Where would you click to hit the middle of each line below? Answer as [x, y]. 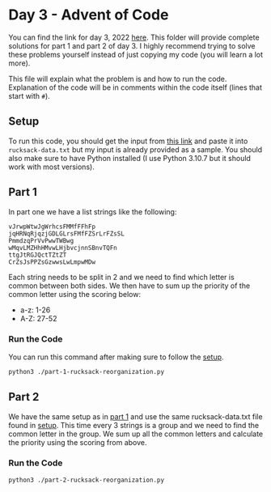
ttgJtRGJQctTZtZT [38, 255]
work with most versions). [51, 167]
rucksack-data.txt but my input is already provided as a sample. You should [135, 149]
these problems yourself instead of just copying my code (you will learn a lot [136, 54]
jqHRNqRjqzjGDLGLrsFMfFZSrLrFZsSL [67, 233]
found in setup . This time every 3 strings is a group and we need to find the [134, 425]
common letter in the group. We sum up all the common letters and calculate [136, 434]
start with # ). [29, 95]
